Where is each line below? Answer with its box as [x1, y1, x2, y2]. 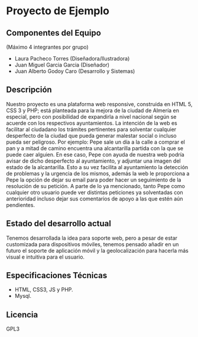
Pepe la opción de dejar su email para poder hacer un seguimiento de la [6, 176, 181, 183]
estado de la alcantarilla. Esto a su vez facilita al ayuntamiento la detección [6, 163, 189, 170]
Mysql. [14, 293, 31, 300]
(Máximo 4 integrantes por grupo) [6, 43, 89, 50]
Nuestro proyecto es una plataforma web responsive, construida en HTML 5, [6, 100, 193, 107]
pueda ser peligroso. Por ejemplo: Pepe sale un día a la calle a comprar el [6, 138, 185, 145]
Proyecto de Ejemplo [6, 4, 110, 18]
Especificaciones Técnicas [6, 271, 108, 281]
